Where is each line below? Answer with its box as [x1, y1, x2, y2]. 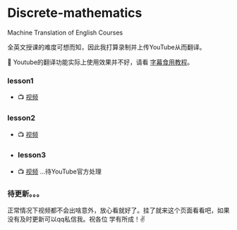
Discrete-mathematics [7, 5, 142, 21]
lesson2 [7, 113, 36, 123]
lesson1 [7, 75, 34, 85]
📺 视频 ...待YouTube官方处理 [17, 167, 102, 176]
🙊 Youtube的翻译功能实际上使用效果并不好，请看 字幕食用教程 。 [7, 58, 194, 66]
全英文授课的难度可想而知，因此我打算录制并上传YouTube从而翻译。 [7, 42, 206, 51]
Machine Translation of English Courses [7, 28, 123, 37]
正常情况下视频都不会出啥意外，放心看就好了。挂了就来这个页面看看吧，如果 [7, 206, 230, 214]
